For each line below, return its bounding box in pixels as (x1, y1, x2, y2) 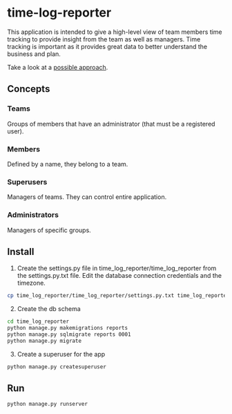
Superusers (7, 177, 48, 187)
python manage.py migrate (7, 337, 81, 344)
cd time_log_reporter (7, 318, 70, 326)
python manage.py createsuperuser (7, 363, 107, 370)
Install (7, 245, 35, 257)
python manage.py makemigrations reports (7, 325, 128, 332)
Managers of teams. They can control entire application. (7, 193, 167, 201)
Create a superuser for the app (17, 350, 106, 358)
